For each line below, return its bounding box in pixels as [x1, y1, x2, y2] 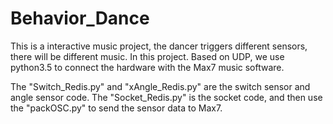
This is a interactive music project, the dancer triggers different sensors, [10, 40, 308, 52]
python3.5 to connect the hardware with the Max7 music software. [10, 61, 285, 73]
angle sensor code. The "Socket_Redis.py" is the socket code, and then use [10, 91, 323, 103]
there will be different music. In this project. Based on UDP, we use [10, 50, 285, 62]
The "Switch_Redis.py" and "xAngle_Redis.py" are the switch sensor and [10, 80, 311, 92]
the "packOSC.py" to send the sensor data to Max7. [10, 102, 223, 114]
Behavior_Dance [10, 7, 150, 30]
